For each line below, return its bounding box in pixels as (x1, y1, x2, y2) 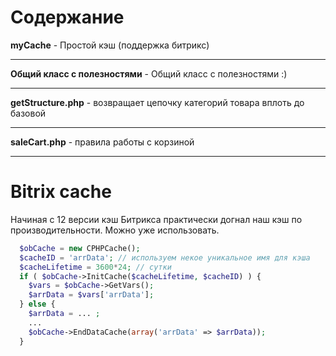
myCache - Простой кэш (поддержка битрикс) (10, 39, 210, 51)
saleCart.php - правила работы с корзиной (10, 136, 195, 148)
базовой (10, 107, 47, 119)
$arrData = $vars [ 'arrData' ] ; (28, 290, 155, 300)
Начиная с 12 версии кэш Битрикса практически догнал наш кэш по (10, 213, 303, 225)
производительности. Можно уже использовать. (10, 224, 220, 236)
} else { (19, 299, 56, 310)
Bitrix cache (10, 181, 112, 203)
